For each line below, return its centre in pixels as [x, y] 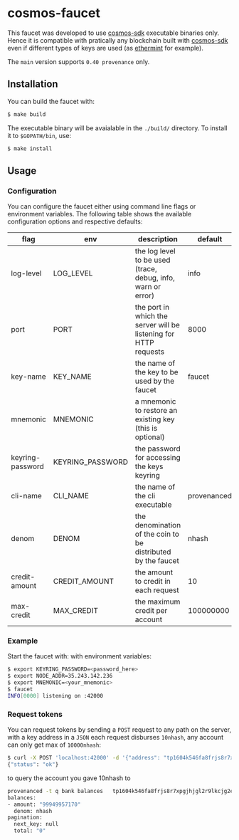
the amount [154, 572]
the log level [155, 251]
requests [150, 352]
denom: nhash [33, 811]
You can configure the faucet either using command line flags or [102, 206]
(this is [146, 429]
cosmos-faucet [54, 13]
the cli [145, 496]
